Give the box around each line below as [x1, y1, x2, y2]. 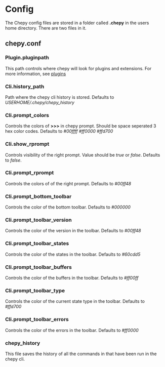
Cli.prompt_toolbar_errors [5, 316, 69, 323]
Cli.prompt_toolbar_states [5, 240, 69, 247]
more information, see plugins [5, 71, 66, 77]
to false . [5, 157, 22, 163]
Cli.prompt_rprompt [5, 169, 54, 176]
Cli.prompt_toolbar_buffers [5, 263, 72, 270]
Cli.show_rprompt [5, 141, 49, 148]
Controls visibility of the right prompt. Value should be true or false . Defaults [5, 152, 161, 158]
